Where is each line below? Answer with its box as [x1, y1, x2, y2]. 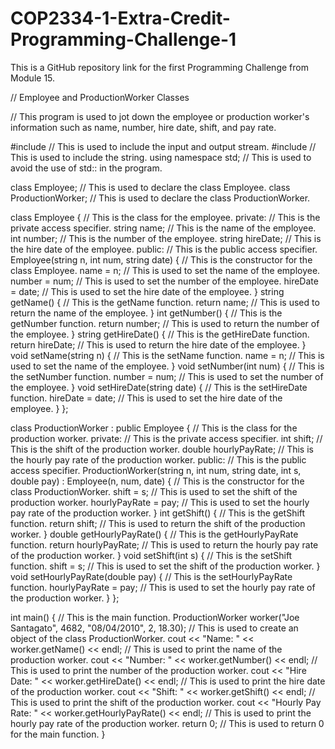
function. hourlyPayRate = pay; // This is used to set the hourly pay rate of [10, 581, 316, 593]
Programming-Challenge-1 [10, 28, 237, 51]
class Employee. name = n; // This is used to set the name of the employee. [10, 264, 321, 276]
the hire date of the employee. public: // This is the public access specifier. [10, 243, 318, 255]
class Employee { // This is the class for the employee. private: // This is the [10, 211, 321, 223]
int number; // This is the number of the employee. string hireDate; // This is [10, 232, 322, 244]
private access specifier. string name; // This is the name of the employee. [10, 222, 317, 234]
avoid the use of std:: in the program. [10, 162, 163, 174]
